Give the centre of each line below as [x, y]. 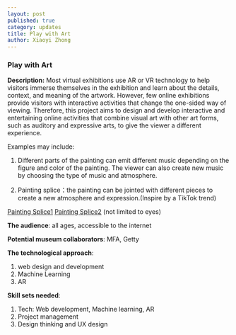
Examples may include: [41, 147]
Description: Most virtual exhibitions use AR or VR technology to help [109, 80]
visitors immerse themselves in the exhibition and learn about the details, [113, 88]
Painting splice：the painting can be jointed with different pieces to [115, 190]
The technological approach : [51, 253]
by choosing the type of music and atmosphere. [87, 176]
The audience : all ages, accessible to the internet [79, 226]
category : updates [34, 27]
